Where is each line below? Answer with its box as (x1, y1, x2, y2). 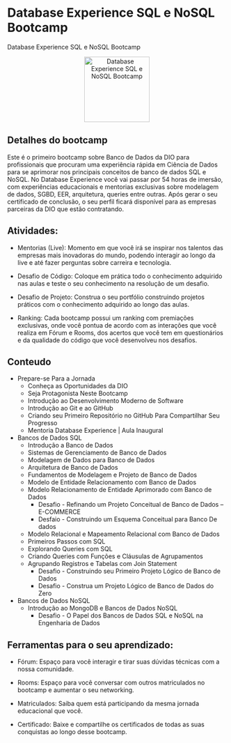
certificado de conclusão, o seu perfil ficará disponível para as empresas (7, 197, 217, 206)
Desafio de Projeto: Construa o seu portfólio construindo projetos (17, 293, 205, 301)
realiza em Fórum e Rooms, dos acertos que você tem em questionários (17, 328, 224, 337)
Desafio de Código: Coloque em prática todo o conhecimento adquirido (17, 272, 223, 280)
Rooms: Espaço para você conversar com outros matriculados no (17, 678, 205, 687)
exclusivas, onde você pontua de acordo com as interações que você (17, 321, 217, 329)
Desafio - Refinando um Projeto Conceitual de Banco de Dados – (38, 500, 224, 509)
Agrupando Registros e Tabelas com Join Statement (27, 560, 177, 568)
